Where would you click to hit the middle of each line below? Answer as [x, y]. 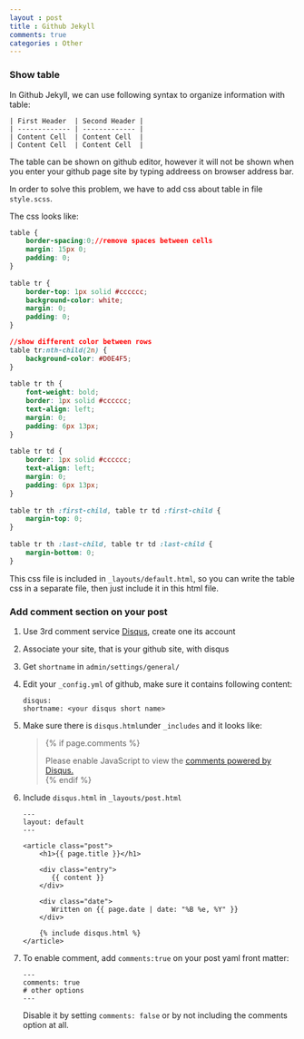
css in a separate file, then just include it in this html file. [114, 588]
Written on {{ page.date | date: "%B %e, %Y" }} [145, 909]
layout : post [36, 18]
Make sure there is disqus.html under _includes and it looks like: [142, 725]
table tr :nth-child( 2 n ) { [58, 350]
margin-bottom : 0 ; [60, 553]
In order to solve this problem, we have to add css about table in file [136, 189]
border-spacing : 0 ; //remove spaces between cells [119, 241]
